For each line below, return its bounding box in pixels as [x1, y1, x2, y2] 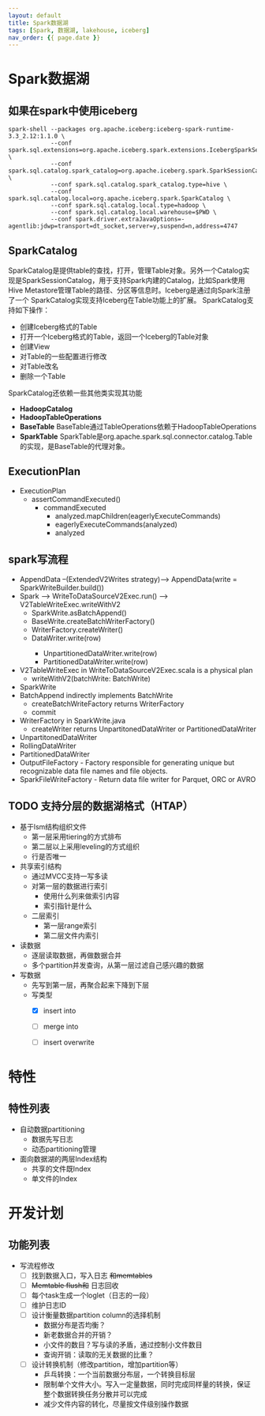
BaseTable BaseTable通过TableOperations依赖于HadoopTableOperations [19, 422, 257, 432]
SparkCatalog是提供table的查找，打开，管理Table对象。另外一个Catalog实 [8, 266, 250, 275]
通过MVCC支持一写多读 [31, 871, 108, 881]
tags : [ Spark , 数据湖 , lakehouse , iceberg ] [8, 26, 150, 34]
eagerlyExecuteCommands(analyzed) [54, 519, 177, 529]
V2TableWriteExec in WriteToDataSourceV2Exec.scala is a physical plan [19, 665, 253, 674]
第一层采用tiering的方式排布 [31, 832, 122, 841]
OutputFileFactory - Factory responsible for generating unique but [19, 757, 235, 767]
